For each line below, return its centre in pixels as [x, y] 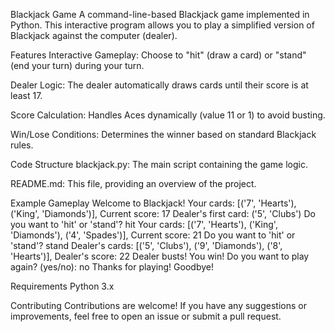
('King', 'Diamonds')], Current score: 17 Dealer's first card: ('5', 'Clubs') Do [163, 213]
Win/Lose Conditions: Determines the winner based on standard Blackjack [163, 134]
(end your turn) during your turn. [77, 65]
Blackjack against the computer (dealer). [94, 35]
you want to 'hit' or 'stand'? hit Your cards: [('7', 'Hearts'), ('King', [144, 224]
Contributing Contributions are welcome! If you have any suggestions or [158, 305]
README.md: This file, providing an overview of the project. [133, 183]
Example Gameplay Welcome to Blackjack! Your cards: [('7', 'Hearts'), [153, 203]
